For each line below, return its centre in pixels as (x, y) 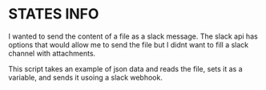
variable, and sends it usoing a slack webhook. (85, 77)
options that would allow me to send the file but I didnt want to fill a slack (129, 44)
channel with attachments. (52, 53)
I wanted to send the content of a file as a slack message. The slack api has (133, 36)
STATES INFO (54, 14)
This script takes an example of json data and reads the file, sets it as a (125, 68)
